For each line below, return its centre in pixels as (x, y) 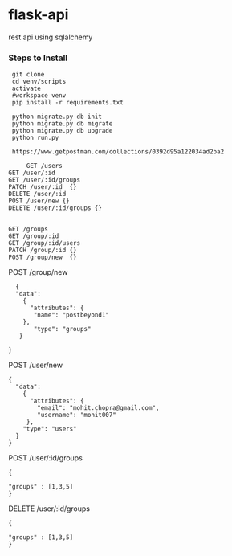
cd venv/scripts (39, 82)
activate (26, 89)
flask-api (39, 15)
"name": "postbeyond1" (71, 315)
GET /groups (28, 229)
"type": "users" (50, 429)
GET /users (44, 166)
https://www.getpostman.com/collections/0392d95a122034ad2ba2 (118, 152)
